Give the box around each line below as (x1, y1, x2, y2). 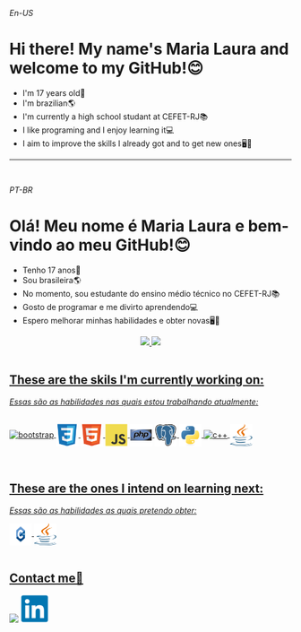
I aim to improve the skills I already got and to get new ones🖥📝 (21, 138, 253, 149)
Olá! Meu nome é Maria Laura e (9, 216, 245, 237)
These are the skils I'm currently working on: (9, 372, 264, 388)
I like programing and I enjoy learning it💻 (21, 125, 175, 135)
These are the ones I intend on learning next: (9, 481, 264, 497)
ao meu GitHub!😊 (56, 235, 191, 255)
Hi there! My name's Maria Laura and (9, 39, 289, 59)
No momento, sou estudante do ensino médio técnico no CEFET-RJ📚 (21, 288, 280, 299)
